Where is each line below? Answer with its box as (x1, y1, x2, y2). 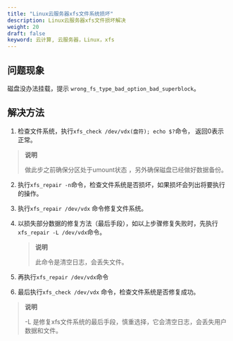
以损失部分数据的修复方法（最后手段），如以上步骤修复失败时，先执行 (17, 219, 218, 227)
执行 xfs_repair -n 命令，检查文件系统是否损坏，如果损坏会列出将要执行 (17, 180, 225, 188)
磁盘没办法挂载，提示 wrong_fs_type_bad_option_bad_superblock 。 (7, 84, 201, 92)
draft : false (7, 30, 46, 37)
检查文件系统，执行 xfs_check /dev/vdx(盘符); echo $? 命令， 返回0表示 (17, 127, 224, 135)
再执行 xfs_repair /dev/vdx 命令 (17, 272, 109, 281)
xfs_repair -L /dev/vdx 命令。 (17, 228, 106, 236)
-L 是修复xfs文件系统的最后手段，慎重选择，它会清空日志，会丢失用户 (24, 317, 227, 326)
